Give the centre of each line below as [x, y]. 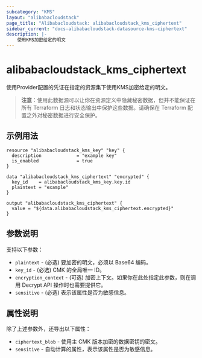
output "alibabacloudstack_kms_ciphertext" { [64, 203]
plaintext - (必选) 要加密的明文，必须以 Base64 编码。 [83, 262]
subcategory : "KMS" [31, 12]
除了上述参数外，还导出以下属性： [49, 329]
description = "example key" [65, 155]
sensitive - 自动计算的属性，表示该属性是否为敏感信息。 [85, 349]
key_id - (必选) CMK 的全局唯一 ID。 [60, 270]
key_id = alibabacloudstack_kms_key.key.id [71, 182]
